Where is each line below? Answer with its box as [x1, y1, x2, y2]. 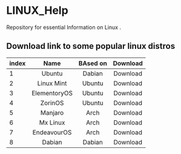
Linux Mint [37, 79, 67, 88]
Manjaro [40, 108, 64, 117]
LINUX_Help [6, 4, 68, 18]
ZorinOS [40, 98, 64, 107]
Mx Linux [39, 118, 65, 127]
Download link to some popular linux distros [6, 41, 176, 51]
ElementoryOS [31, 89, 73, 97]
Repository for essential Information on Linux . [6, 24, 122, 31]
